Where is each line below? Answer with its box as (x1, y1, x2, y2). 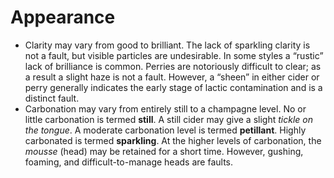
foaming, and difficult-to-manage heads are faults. (24, 156, 233, 168)
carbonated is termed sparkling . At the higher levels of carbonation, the (24, 134, 322, 146)
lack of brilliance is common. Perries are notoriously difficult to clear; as (24, 60, 322, 72)
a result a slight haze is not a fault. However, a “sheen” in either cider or (24, 71, 320, 83)
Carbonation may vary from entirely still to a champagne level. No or (24, 102, 307, 115)
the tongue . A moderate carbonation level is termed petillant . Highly (24, 124, 307, 136)
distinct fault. (24, 92, 80, 104)
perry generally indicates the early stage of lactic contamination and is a (24, 81, 323, 93)
